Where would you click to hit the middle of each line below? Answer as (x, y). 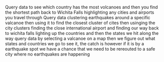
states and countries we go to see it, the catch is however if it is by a (75, 44)
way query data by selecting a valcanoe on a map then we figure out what (80, 38)
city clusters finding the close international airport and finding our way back (82, 28)
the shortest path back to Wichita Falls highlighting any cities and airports (80, 12)
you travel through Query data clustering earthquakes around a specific (78, 17)
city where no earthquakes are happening (48, 54)
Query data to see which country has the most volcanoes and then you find (82, 7)
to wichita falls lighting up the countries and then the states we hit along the (82, 33)
